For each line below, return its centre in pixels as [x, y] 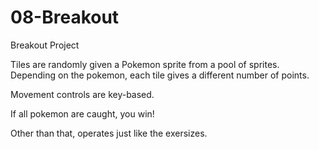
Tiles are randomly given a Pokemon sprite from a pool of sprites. [145, 64]
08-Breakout [65, 17]
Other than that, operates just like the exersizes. [109, 133]
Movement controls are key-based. [82, 94]
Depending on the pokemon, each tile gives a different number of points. [160, 75]
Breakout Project [45, 45]
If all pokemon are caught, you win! [82, 113]
